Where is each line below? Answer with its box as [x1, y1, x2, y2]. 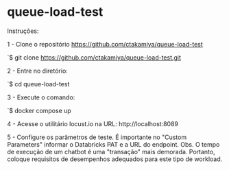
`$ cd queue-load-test [7, 80, 70, 88]
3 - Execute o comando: [7, 93, 75, 101]
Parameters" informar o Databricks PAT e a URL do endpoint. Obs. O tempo [7, 140, 220, 148]
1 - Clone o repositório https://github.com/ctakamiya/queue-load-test [7, 40, 204, 48]
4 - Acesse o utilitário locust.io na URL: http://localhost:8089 [7, 119, 179, 127]
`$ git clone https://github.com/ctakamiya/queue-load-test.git [7, 53, 182, 62]
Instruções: [7, 27, 39, 35]
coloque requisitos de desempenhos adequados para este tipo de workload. [7, 155, 223, 163]
